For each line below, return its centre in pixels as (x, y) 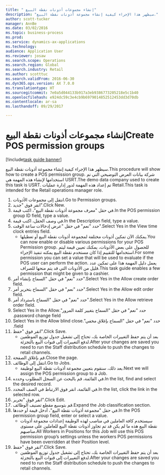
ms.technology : (21, 47)
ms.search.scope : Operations (36, 60)
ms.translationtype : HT (30, 88)
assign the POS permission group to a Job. (64, 373)
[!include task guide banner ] (34, 159)
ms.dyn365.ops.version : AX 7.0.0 (40, 83)
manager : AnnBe (21, 24)
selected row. (26, 394)
